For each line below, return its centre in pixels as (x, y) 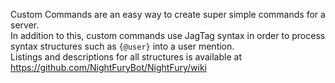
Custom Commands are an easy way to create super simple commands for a (168, 14)
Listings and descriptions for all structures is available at (126, 57)
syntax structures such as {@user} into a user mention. (122, 46)
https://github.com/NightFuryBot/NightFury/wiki (108, 67)
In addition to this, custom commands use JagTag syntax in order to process (168, 35)
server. (25, 25)
